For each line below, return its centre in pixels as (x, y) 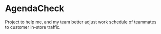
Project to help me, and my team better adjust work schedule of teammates (81, 22)
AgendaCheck (35, 8)
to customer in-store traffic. (33, 27)
